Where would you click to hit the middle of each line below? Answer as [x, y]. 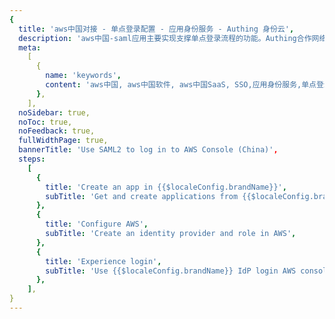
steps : [32, 159]
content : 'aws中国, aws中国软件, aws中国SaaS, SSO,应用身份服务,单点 [181, 85]
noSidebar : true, [54, 112]
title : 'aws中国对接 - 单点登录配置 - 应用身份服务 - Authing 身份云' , [156, 29]
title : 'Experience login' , [103, 261]
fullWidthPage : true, [63, 141]
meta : [30, 47]
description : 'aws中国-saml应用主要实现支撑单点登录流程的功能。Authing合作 [165, 38]
